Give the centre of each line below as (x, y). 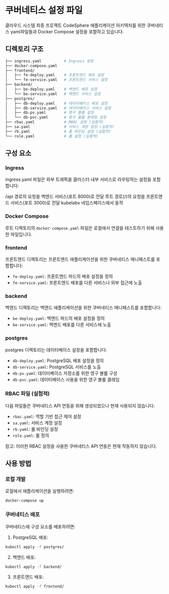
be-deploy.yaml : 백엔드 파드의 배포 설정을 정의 (59, 318)
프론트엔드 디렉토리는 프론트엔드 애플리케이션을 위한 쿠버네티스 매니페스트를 (80, 259)
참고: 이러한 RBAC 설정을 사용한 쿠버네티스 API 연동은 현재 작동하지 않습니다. (81, 446)
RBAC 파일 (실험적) (27, 393)
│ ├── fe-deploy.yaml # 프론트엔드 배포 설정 (55, 75)
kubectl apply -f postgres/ (35, 547)
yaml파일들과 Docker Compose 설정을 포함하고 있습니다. (67, 31)
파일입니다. (21, 234)
